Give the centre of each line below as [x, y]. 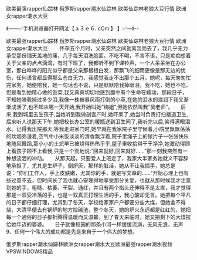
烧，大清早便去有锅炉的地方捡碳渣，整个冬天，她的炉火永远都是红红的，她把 [98, 210]
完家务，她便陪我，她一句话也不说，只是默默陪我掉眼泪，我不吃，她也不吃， [98, 85]
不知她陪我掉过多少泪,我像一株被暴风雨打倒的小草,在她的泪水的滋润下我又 [95, 99]
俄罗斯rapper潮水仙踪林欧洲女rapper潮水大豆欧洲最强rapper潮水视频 [89, 244]
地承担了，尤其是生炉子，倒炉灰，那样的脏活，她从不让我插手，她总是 [91, 166]
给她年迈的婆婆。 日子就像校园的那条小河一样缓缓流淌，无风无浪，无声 [95, 224]
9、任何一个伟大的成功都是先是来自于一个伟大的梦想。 [72, 232]
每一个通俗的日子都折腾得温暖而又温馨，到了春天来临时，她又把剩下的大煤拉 [98, 217]
